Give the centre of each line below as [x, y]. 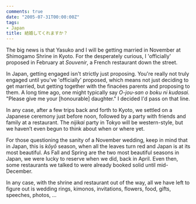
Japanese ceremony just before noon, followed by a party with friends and [96, 116]
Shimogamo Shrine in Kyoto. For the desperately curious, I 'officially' [89, 56]
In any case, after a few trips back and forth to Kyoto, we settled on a [89, 110]
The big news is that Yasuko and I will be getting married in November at [93, 50]
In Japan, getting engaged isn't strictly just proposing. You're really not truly [98, 74]
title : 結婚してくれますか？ [37, 33]
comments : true [25, 11]
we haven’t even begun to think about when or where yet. [75, 129]
